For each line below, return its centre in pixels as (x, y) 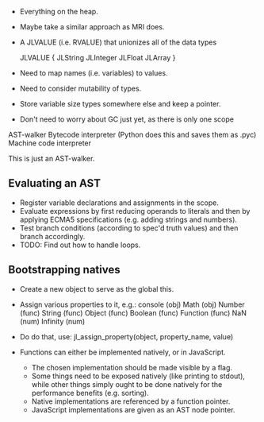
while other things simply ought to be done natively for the (127, 384)
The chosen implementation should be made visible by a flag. (132, 367)
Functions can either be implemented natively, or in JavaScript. (122, 352)
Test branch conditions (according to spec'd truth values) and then (129, 228)
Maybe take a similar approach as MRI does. (92, 27)
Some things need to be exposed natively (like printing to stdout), (138, 376)
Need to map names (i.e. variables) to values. (94, 73)
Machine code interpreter (50, 143)
